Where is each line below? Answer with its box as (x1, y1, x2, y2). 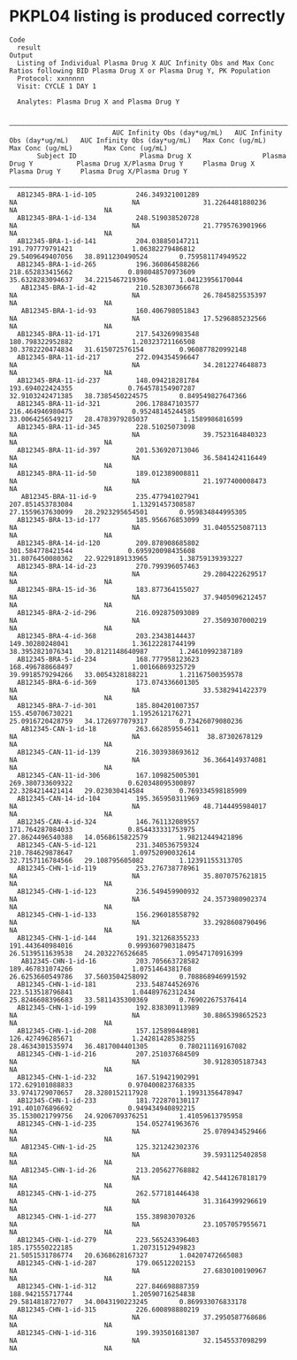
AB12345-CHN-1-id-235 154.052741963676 (17, 1119, 200, 1128)
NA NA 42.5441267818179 (9, 1173, 267, 1182)
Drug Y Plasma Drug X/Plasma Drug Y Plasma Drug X (9, 159, 255, 168)
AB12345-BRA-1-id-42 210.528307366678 (20, 283, 200, 292)
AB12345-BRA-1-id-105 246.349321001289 (17, 190, 200, 199)
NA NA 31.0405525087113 (9, 523, 267, 532)
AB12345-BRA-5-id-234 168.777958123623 (17, 655, 200, 664)
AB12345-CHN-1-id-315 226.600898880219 (17, 1305, 200, 1314)
